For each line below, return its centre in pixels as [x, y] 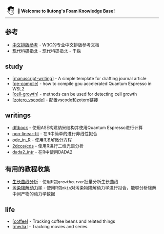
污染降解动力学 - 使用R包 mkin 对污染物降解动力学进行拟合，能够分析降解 [84, 188]
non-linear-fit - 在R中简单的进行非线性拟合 [55, 134]
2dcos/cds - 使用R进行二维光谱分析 [48, 146]
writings [18, 116]
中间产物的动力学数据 [33, 194]
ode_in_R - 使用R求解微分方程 [42, 140]
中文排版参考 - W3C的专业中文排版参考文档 [56, 44]
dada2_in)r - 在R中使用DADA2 [42, 152]
